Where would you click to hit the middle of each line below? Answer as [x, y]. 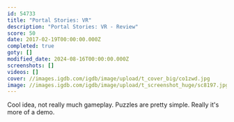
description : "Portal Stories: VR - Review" [73, 26]
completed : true [31, 46]
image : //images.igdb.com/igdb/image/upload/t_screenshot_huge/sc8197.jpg [118, 85]
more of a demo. [31, 112]
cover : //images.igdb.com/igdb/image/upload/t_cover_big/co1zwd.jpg [109, 78]
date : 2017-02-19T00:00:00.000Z [54, 40]
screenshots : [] [31, 66]
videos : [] [23, 72]
